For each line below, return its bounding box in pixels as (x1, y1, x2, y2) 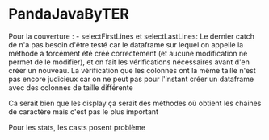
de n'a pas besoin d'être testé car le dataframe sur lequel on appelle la (8, 39, 244, 49)
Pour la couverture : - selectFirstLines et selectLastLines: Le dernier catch (8, 31, 255, 41)
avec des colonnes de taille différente (8, 82, 133, 93)
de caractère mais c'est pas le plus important (8, 106, 159, 117)
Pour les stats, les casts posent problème (8, 122, 146, 132)
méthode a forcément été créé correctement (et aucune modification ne (8, 48, 248, 58)
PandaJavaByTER (8, 5, 129, 23)
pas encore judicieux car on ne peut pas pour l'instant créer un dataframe (8, 74, 254, 84)
